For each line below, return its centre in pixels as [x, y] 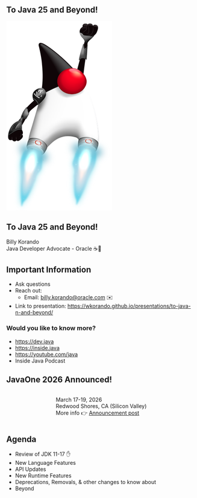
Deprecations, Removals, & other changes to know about [86, 482]
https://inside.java [37, 348]
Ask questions [33, 284]
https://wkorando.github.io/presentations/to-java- [129, 306]
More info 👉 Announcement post [98, 413]
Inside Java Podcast [40, 361]
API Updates [30, 469]
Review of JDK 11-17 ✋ [43, 454]
